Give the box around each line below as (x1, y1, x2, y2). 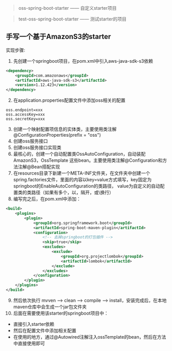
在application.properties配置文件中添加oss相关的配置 (13, 97, 126, 103)
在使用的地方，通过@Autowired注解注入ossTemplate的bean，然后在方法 (13, 334, 166, 340)
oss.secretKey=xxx (6, 117, 45, 122)
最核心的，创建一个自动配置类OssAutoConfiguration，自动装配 (13, 151, 146, 157)
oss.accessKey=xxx (6, 112, 45, 117)
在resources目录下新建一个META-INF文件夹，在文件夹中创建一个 (13, 170, 150, 176)
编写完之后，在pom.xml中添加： (13, 196, 81, 202)
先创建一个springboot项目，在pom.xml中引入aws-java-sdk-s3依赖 (13, 58, 153, 64)
